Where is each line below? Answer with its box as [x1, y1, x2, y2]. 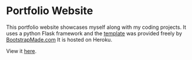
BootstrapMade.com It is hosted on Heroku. [6, 36, 112, 43]
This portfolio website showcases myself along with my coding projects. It [6, 24, 187, 31]
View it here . [6, 47, 37, 54]
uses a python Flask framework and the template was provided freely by [6, 29, 183, 36]
